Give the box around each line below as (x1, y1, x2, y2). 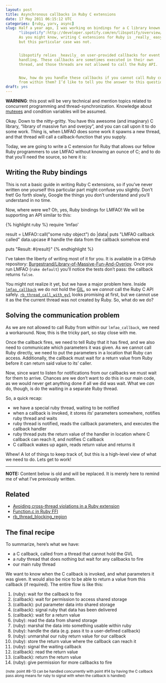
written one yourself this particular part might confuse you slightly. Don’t (5, 187, 153, 193)
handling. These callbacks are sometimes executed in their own (18, 57, 154, 62)
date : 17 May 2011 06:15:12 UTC (5, 16, 72, 21)
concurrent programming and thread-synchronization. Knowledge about (5, 103, 152, 109)
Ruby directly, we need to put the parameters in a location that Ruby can (5, 349, 152, 355)
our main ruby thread (12, 561, 56, 567)
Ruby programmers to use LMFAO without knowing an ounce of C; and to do (5, 149, 161, 154)
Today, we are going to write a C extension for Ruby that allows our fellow (5, 144, 155, 149)
